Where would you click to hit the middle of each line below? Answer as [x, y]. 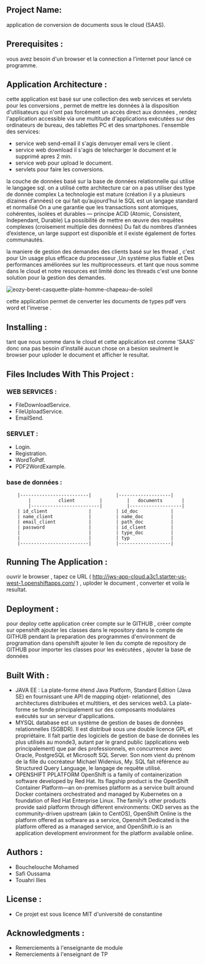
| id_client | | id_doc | [95, 511]
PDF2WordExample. [40, 467]
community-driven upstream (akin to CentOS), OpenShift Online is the [103, 814]
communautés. [25, 240]
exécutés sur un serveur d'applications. [65, 716]
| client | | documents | [106, 500]
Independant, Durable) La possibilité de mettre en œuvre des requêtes [95, 220]
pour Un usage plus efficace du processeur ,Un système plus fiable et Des [100, 258]
